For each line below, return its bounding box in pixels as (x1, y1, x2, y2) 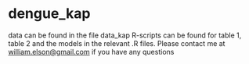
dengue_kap (8, 5, 91, 23)
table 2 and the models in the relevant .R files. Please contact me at (8, 38, 226, 48)
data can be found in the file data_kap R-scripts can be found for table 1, (8, 30, 242, 40)
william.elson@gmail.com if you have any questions (8, 47, 175, 56)
